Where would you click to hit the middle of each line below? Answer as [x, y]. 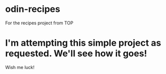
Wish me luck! [20, 67]
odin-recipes [33, 9]
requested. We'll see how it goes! [76, 54]
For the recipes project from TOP [39, 23]
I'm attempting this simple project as [83, 43]
